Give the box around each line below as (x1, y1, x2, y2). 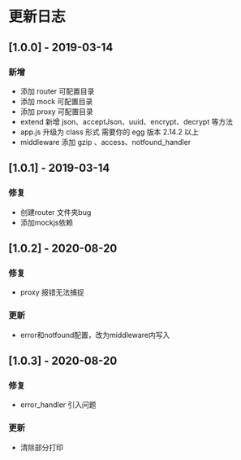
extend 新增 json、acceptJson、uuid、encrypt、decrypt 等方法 (19, 116, 234, 126)
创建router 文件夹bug (19, 207, 92, 217)
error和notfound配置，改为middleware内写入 (19, 330, 170, 340)
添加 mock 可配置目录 (19, 96, 93, 106)
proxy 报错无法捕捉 (19, 287, 84, 297)
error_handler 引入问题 (19, 400, 97, 410)
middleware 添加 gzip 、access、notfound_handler (19, 137, 192, 147)
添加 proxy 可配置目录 (19, 107, 93, 116)
